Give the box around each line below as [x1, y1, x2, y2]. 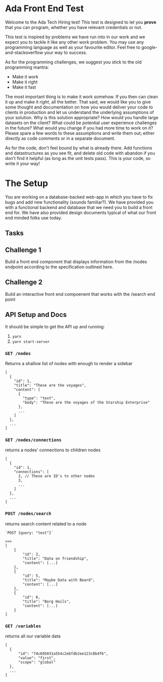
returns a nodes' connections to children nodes [5, 447, 101, 453]
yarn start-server [12, 339, 50, 344]
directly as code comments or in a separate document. [5, 135, 116, 141]
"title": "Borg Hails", [23, 599, 71, 604]
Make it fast [12, 84, 36, 90]
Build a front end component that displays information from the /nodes [5, 259, 147, 265]
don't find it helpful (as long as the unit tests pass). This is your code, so [5, 155, 151, 161]
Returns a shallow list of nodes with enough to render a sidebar [5, 361, 133, 366]
